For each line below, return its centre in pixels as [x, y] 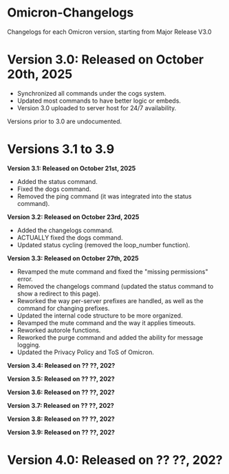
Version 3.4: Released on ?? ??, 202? [61, 365]
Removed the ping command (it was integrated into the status [104, 196]
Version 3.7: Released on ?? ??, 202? [61, 405]
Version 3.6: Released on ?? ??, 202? [61, 392]
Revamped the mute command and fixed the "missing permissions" [112, 271]
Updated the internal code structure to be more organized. [100, 316]
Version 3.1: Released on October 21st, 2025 [72, 168]
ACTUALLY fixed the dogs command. [70, 237]
